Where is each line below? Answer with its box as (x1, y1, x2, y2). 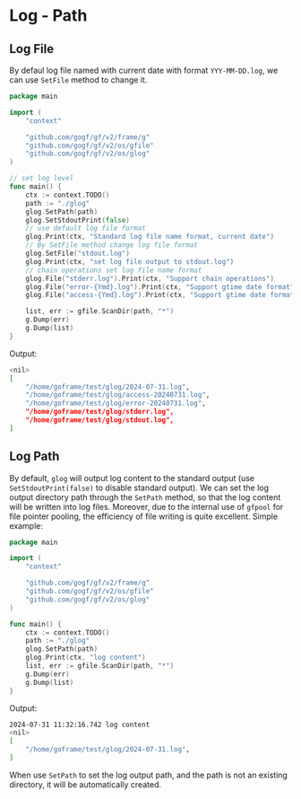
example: (9, 520, 43, 531)
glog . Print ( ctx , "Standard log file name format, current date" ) (25, 233, 275, 241)
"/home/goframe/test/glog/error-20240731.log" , (25, 399, 206, 408)
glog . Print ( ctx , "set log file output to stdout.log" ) (25, 257, 235, 266)
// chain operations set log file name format (25, 266, 202, 275)
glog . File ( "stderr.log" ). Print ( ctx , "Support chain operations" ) (25, 274, 275, 283)
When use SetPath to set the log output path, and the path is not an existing (9, 769, 288, 780)
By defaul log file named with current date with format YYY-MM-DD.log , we (9, 65, 279, 75)
